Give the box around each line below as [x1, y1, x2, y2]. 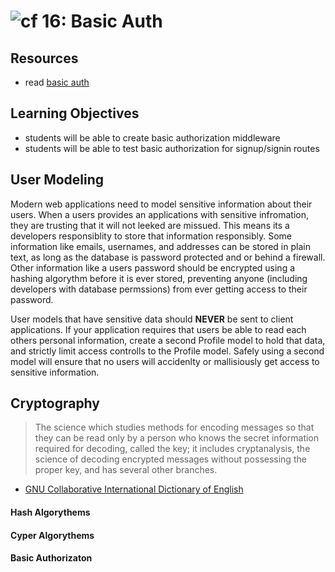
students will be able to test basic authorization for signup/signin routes [24, 142, 320, 154]
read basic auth [24, 76, 90, 88]
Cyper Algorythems [10, 529, 95, 541]
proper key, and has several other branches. [34, 464, 218, 476]
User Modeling [10, 171, 105, 189]
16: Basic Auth [41, 10, 163, 33]
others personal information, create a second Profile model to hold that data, [10, 334, 326, 346]
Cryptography [10, 395, 100, 412]
